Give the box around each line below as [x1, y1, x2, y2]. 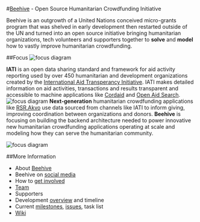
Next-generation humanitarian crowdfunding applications [49, 97, 194, 105]
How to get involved [14, 177, 65, 184]
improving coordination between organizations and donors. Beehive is [6, 111, 181, 117]
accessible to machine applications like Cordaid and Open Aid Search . [6, 91, 181, 98]
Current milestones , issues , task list [14, 203, 104, 210]
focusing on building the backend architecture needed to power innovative [6, 117, 192, 124]
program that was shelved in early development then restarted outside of [6, 23, 188, 30]
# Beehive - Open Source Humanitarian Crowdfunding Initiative [6, 5, 161, 12]
